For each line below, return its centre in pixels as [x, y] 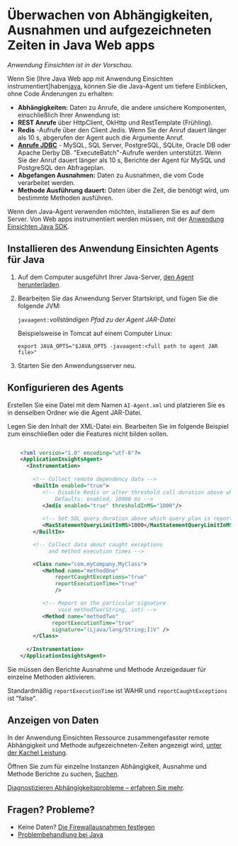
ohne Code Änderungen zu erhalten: [61, 94]
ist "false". [22, 698]
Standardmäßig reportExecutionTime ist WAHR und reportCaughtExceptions [118, 690]
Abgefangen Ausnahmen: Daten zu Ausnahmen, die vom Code [110, 175]
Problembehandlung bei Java [61, 834]
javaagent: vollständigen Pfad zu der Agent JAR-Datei [96, 320]
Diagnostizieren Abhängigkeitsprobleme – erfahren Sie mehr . [96, 787]
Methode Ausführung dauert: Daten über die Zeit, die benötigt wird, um [123, 190]
